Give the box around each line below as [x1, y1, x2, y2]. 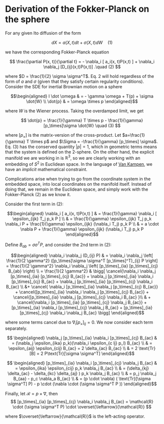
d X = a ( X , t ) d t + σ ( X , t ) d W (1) [51, 39, 113, 45]
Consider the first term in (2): [5, 201, 64, 207]
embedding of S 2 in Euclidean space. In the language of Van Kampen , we [5, 160, 153, 167]
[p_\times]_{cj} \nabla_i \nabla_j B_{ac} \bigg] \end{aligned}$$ [20, 310, 144, 316]
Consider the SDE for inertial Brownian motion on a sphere [5, 83, 123, 89]
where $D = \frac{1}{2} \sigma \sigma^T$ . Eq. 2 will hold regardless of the [5, 73, 154, 79]
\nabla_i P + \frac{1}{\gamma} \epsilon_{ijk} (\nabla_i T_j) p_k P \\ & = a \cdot [5, 221, 159, 227]
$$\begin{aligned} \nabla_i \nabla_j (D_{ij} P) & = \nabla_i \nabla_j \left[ [11, 252, 153, 258]
